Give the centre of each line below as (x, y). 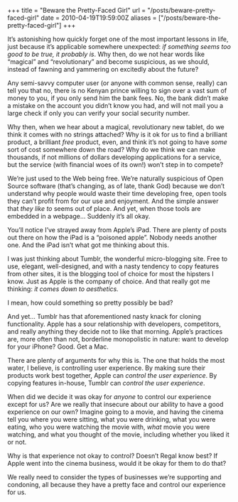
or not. (17, 442)
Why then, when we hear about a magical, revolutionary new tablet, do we (116, 127)
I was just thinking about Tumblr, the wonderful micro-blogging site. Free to (118, 259)
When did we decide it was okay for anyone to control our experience (109, 397)
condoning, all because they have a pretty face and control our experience (117, 485)
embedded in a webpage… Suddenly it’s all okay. (79, 216)
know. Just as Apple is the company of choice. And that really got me (109, 281)
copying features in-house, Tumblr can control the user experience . (106, 383)
